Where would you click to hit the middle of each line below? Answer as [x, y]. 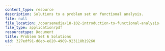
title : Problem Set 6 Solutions [38, 37]
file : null [16, 18]
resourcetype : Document [29, 32]
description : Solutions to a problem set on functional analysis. [74, 14]
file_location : [21, 23]
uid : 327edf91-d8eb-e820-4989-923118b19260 [50, 41]
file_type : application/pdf [34, 28]
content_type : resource [29, 9]
